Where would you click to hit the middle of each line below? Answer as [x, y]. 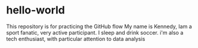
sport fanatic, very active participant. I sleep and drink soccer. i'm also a [95, 32]
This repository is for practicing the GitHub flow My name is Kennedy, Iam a [99, 26]
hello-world [36, 10]
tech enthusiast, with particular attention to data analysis [76, 39]
